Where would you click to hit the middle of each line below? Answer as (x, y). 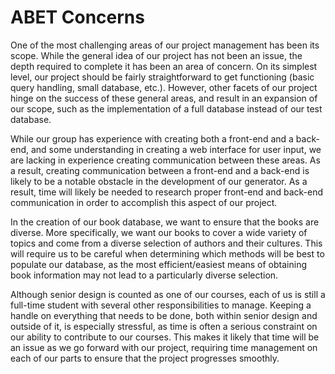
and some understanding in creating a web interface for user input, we (176, 149)
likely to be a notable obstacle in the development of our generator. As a (159, 181)
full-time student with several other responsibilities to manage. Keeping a (161, 305)
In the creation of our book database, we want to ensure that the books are (165, 222)
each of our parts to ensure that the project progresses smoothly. (145, 358)
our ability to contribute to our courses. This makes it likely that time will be (165, 337)
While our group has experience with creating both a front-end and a (152, 138)
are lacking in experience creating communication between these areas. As (165, 160)
